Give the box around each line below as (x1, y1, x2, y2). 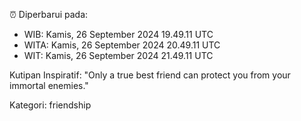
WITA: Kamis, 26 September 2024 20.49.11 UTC (23, 39, 221, 51)
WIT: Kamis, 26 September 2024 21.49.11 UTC (23, 50, 214, 61)
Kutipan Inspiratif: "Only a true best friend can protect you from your (9, 69, 291, 81)
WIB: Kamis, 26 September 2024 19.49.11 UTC (23, 29, 214, 40)
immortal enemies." (9, 80, 89, 91)
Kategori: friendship (9, 99, 92, 111)
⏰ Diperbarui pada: (9, 9, 89, 20)
